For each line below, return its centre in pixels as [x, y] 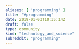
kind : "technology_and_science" [40, 34]
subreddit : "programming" [33, 39]
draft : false [19, 24]
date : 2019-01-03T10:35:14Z [35, 19]
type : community [23, 29]
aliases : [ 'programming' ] [35, 10]
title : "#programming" [29, 15]
